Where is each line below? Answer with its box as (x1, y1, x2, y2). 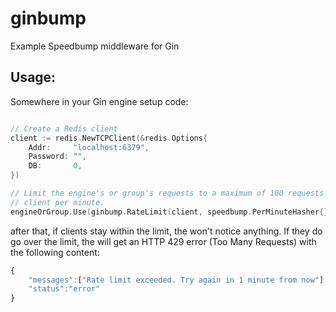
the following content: (10, 246, 100, 258)
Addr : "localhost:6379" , (28, 142, 150, 152)
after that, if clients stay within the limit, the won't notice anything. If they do (10, 225, 323, 237)
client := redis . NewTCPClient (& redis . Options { (10, 133, 208, 143)
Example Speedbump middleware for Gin (10, 40, 180, 52)
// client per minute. (10, 197, 105, 207)
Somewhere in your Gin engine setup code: (10, 95, 189, 107)
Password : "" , (28, 152, 87, 162)
